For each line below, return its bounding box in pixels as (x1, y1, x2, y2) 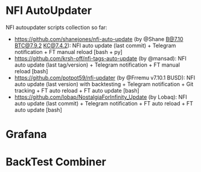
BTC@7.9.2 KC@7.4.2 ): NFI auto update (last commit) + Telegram (14, 42, 176, 49)
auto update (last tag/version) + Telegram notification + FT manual (14, 61, 180, 68)
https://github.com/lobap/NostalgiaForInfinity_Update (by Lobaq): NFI (14, 93, 188, 101)
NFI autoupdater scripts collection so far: (5, 24, 107, 31)
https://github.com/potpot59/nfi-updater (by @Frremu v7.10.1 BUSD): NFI (14, 74, 196, 81)
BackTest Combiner (5, 155, 106, 169)
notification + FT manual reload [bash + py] (14, 48, 123, 55)
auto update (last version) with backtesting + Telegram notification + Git (14, 80, 194, 88)
